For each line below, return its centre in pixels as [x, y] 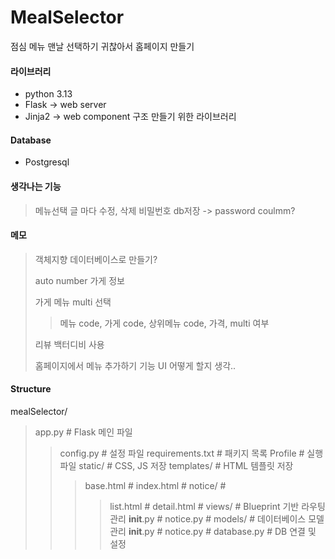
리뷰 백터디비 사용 [69, 344]
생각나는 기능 [36, 186]
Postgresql [47, 162]
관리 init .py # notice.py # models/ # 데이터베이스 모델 [217, 518]
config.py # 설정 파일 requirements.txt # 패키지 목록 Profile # [182, 453]
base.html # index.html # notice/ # [155, 485]
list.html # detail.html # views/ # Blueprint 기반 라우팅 [217, 506]
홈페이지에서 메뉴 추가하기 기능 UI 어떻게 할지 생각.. [135, 365]
